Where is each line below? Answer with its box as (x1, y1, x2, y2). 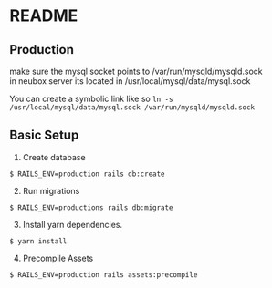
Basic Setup (9, 128, 79, 143)
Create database (22, 151, 86, 162)
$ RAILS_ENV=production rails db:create (9, 170, 166, 179)
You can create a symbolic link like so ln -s (9, 93, 173, 104)
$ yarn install (9, 236, 68, 246)
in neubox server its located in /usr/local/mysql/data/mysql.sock (9, 76, 251, 87)
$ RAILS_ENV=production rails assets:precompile (9, 270, 198, 279)
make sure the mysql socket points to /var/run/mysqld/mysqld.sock (9, 66, 263, 77)
